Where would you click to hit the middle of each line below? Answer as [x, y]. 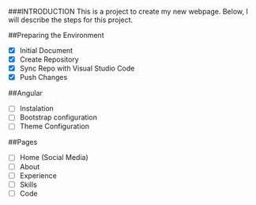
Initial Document [46, 50]
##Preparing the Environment [56, 35]
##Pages [23, 142]
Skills [28, 184]
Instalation [36, 108]
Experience [38, 175]
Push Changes [43, 78]
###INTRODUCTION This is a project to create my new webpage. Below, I [128, 11]
